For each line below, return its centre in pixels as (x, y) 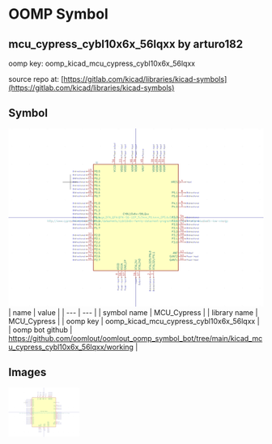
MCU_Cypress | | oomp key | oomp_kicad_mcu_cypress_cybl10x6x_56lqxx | (134, 321)
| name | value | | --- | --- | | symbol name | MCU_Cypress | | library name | (133, 312)
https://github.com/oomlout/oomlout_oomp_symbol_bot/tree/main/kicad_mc (136, 338)
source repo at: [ (36, 79)
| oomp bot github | (40, 330)
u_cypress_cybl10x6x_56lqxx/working (71, 347)
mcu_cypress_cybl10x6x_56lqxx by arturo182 (126, 44)
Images (28, 372)
